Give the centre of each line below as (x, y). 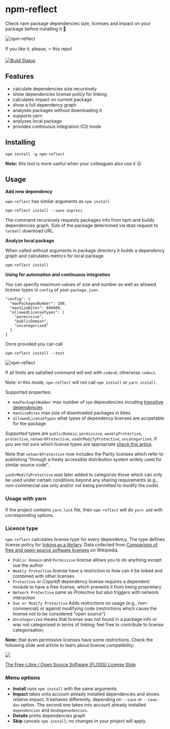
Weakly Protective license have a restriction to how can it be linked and (88, 570)
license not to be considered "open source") (59, 614)
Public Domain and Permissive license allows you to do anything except (87, 560)
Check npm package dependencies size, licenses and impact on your (78, 23)
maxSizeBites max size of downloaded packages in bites (72, 413)
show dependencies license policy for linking (60, 94)
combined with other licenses (43, 576)
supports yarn (27, 116)
